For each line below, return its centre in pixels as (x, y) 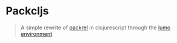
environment (36, 33)
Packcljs (27, 11)
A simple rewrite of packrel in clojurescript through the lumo (95, 27)
